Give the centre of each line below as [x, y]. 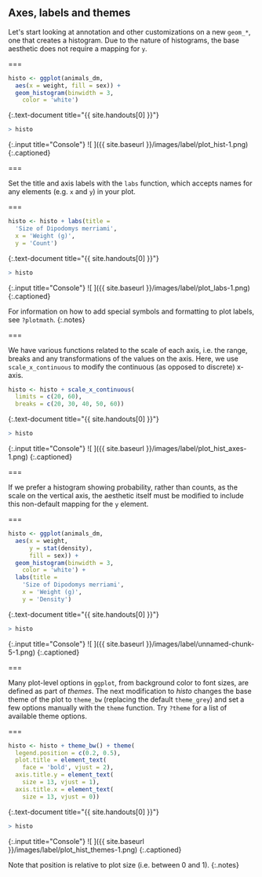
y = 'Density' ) [47, 599]
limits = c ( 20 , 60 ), [49, 397]
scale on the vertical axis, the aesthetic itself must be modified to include [126, 496]
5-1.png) [22, 652]
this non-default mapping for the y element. [78, 504]
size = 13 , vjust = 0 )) [61, 797]
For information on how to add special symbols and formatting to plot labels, [131, 311]
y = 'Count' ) [36, 243]
